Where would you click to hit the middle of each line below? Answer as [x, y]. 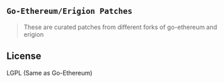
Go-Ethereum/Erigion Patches [70, 11]
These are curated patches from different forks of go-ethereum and [120, 27]
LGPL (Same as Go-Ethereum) [50, 73]
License [24, 56]
